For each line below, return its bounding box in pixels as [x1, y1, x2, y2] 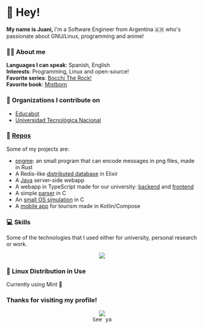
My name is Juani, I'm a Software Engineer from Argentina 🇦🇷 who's [6, 26, 181, 33]
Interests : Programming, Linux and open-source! [6, 68, 129, 75]
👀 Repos [6, 131, 32, 140]
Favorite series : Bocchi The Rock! [6, 74, 92, 81]
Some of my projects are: [6, 145, 70, 153]
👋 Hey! [6, 5, 41, 19]
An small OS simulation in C [15, 196, 84, 203]
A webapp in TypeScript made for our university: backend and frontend [15, 182, 194, 190]
